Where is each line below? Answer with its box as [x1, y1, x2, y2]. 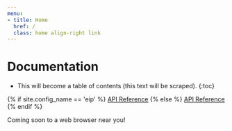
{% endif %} [7, 103, 43, 111]
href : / [13, 23, 36, 30]
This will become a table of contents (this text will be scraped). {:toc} [17, 82, 215, 90]
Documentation [7, 59, 99, 74]
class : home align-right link [13, 29, 101, 37]
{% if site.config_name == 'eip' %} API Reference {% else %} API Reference [7, 95, 225, 103]
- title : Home [7, 17, 49, 23]
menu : [7, 10, 23, 17]
